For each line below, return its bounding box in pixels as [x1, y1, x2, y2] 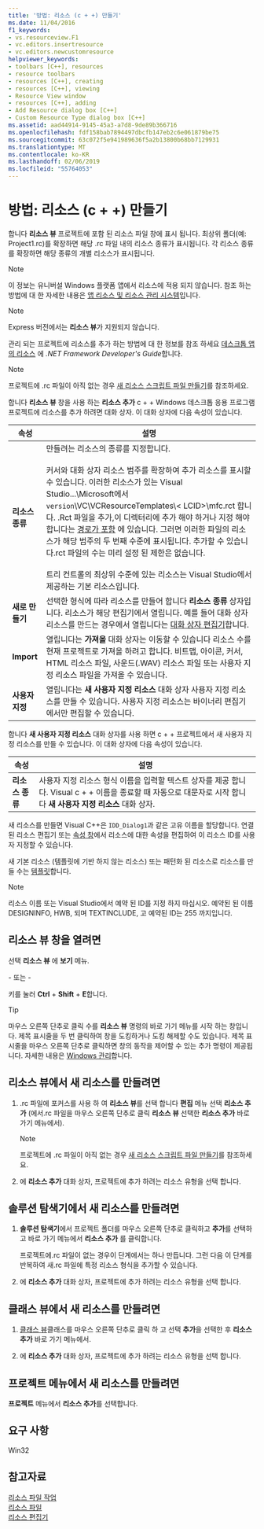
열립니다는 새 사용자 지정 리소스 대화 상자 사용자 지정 [46, 683, 230, 694]
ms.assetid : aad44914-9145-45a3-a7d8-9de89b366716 [8, 121, 178, 129]
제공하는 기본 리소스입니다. [46, 580, 140, 591]
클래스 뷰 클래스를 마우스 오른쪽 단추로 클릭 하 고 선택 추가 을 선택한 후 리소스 [19, 1325, 253, 1334]
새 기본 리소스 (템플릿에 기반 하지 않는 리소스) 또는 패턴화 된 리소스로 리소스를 [8, 857, 246, 866]
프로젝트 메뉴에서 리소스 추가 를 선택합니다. [8, 1399, 138, 1408]
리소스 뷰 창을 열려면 [8, 934, 101, 947]
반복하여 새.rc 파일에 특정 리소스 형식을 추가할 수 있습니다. [19, 1260, 198, 1270]
